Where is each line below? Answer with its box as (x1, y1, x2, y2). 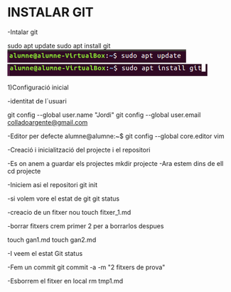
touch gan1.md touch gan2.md (7, 235, 97, 244)
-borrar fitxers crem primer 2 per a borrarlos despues (7, 221, 164, 230)
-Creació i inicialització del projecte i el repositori (7, 145, 151, 154)
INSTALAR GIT (7, 4, 94, 21)
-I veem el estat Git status (7, 249, 83, 257)
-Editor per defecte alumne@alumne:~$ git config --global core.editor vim (7, 132, 225, 140)
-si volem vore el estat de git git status (7, 194, 119, 203)
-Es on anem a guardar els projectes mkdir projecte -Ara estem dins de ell (7, 159, 224, 167)
